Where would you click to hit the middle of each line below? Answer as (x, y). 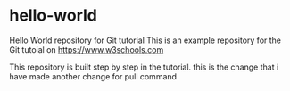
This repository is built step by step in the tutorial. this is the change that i (144, 67)
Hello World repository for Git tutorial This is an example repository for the (145, 40)
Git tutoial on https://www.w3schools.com (87, 49)
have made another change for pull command (93, 76)
